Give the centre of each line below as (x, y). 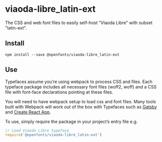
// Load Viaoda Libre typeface (37, 130)
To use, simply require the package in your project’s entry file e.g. (71, 121)
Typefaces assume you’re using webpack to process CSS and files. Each (79, 82)
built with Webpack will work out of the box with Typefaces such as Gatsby (81, 107)
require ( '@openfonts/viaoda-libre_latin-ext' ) (54, 135)
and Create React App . (28, 112)
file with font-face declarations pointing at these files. (59, 92)
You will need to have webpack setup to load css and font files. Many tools (81, 101)
